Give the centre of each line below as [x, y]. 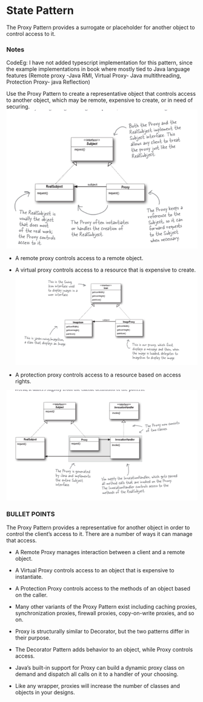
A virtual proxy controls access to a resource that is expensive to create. [105, 270]
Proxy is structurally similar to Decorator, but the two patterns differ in [102, 631]
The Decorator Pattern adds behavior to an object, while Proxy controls [104, 649]
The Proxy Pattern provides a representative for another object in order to [98, 527]
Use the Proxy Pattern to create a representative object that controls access [101, 94]
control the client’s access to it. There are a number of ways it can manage [99, 533]
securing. [18, 107]
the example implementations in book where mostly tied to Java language [98, 69]
